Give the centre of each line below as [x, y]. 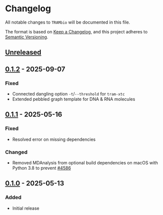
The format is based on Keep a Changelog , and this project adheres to [76, 31]
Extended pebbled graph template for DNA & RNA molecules [74, 99]
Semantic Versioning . [27, 37]
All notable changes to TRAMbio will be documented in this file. [68, 22]
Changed [16, 152]
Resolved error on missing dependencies [54, 139]
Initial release [26, 208]
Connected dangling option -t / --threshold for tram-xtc [68, 94]
